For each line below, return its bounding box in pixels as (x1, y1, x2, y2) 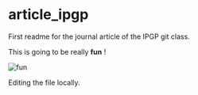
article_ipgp (8, 6, 89, 24)
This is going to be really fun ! (8, 47, 107, 56)
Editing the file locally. (8, 78, 81, 87)
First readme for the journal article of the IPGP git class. (8, 32, 191, 41)
